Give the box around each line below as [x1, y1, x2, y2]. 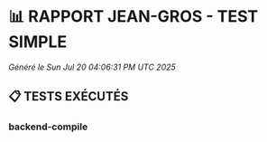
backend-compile [8, 120, 88, 133]
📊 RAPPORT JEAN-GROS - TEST [8, 6, 259, 27]
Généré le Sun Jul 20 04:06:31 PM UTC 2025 [8, 62, 177, 72]
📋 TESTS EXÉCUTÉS [8, 89, 129, 104]
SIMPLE [8, 32, 68, 52]
